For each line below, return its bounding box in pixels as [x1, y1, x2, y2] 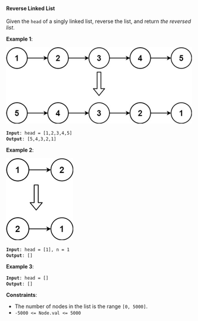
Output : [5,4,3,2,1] [6, 136, 57, 142]
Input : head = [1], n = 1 [6, 247, 70, 253]
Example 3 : [6, 263, 34, 270]
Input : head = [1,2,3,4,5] [6, 130, 72, 136]
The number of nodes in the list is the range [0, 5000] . [14, 303, 148, 310]
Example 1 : [6, 35, 33, 42]
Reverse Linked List [6, 5, 55, 12]
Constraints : [6, 291, 37, 298]
